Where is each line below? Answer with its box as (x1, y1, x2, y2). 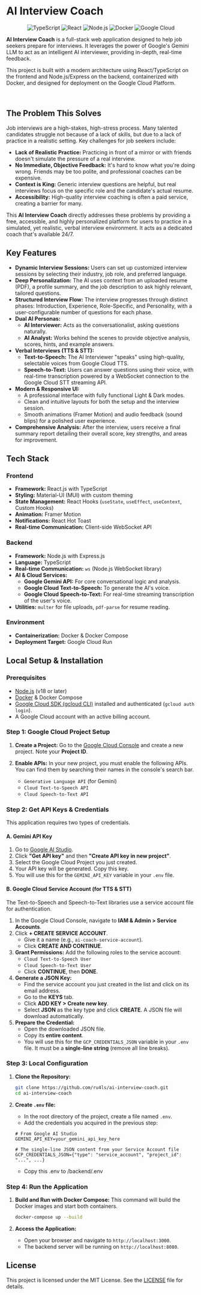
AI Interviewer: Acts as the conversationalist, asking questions (23, 321, 179, 329)
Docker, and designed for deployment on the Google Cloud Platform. (6, 79, 176, 86)
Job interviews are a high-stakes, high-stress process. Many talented (6, 124, 178, 132)
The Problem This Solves (6, 108, 102, 118)
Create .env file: (14, 1101, 56, 1108)
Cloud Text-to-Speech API (23, 785, 89, 791)
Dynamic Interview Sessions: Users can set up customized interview (14, 264, 187, 271)
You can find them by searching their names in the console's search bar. (14, 766, 194, 773)
